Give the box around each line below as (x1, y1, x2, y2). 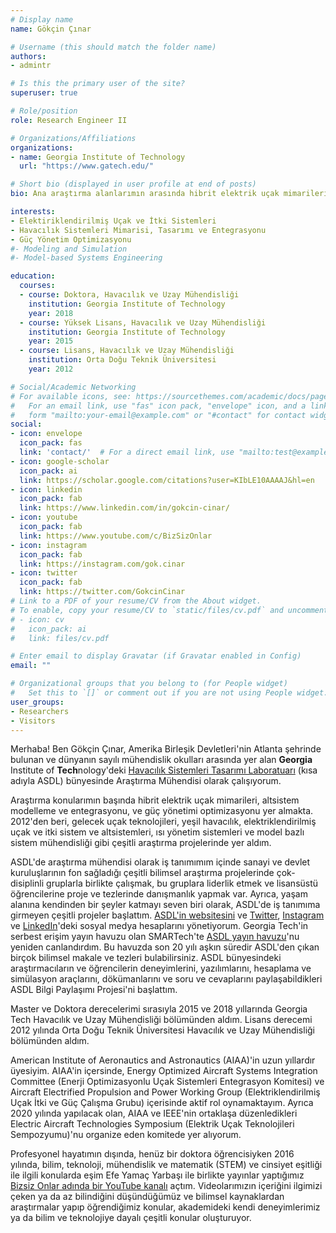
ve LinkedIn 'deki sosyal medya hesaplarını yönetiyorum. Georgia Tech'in (10, 920, 309, 932)
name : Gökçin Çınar (10, 24, 92, 34)
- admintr (10, 61, 52, 71)
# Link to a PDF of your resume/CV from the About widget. (10, 596, 262, 606)
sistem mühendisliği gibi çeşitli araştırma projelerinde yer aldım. (10, 837, 272, 849)
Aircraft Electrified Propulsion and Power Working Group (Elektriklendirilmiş (10, 1086, 321, 1098)
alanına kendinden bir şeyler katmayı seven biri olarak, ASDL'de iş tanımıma (10, 899, 321, 911)
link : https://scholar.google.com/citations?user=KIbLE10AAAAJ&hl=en (19, 475, 315, 485)
